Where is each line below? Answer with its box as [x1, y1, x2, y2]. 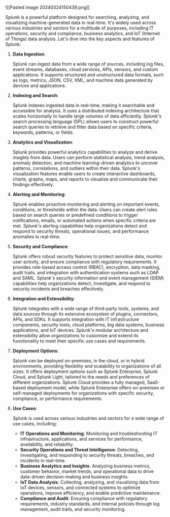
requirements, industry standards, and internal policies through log [20, 501, 160, 507]
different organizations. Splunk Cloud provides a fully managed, [12, 379, 146, 385]
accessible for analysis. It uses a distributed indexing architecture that [12, 108, 159, 113]
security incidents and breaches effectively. [12, 286, 105, 292]
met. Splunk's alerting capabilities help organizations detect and [12, 223, 147, 228]
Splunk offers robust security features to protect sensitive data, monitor [12, 253, 162, 259]
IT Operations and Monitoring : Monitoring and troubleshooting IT [20, 430, 158, 437]
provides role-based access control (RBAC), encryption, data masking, [12, 264, 161, 270]
